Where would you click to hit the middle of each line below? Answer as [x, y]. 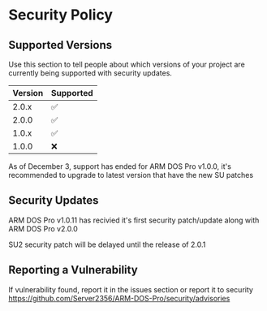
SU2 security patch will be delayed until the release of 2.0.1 [107, 244]
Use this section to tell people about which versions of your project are [127, 64]
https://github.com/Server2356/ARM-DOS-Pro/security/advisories [119, 298]
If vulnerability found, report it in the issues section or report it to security [131, 289]
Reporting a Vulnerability [73, 270]
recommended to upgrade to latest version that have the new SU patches [131, 175]
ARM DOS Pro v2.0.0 [43, 228]
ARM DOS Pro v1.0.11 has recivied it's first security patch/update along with [134, 220]
